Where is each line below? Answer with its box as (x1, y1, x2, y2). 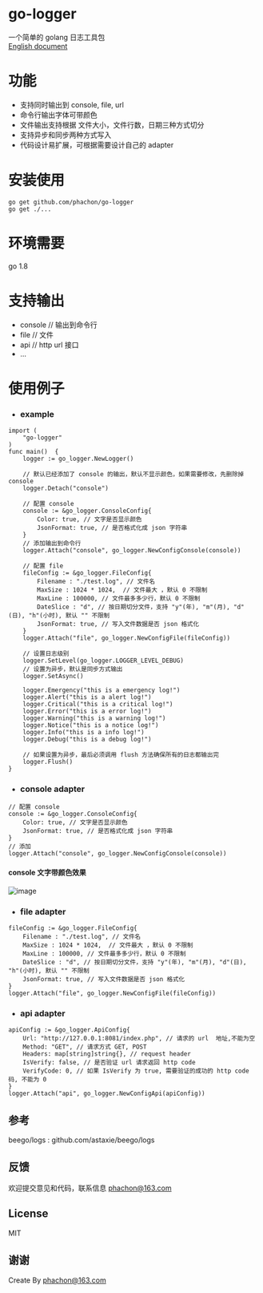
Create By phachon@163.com (8, 1275, 106, 1285)
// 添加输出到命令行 (22, 539, 82, 548)
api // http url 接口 (19, 340, 79, 350)
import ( (8, 426, 38, 435)
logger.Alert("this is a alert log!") (22, 693, 152, 701)
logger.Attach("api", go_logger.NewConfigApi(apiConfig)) (8, 1089, 205, 1098)
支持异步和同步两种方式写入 (19, 130, 112, 139)
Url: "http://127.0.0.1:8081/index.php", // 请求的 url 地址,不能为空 (22, 1035, 256, 1043)
